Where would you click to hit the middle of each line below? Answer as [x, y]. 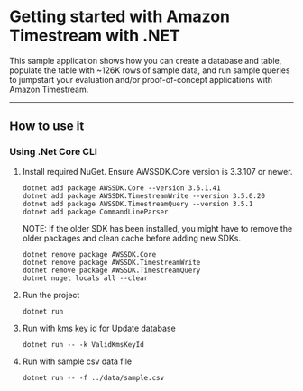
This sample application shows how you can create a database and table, [146, 60]
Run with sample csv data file [77, 361]
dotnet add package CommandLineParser [95, 212]
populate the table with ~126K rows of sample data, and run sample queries [150, 70]
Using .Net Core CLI [53, 152]
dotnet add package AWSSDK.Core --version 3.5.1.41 [121, 188]
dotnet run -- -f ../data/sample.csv [93, 377]
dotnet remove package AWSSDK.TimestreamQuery [111, 270]
